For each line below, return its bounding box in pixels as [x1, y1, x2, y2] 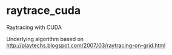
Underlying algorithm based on [6, 35, 84, 42]
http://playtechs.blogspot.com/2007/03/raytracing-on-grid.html [6, 42, 166, 49]
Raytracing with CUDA [6, 24, 62, 31]
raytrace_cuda [6, 4, 81, 18]
